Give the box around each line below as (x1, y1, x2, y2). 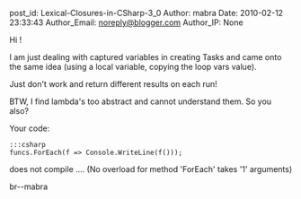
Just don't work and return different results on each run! (9, 79, 217, 89)
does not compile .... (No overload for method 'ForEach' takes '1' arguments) (9, 164, 293, 174)
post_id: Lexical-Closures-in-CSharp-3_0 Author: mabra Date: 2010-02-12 (9, 8, 284, 18)
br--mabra (9, 181, 48, 192)
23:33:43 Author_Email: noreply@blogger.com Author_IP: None (9, 17, 244, 28)
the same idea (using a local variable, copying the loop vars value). (9, 62, 258, 72)
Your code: (9, 123, 50, 134)
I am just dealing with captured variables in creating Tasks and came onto (9, 52, 282, 62)
